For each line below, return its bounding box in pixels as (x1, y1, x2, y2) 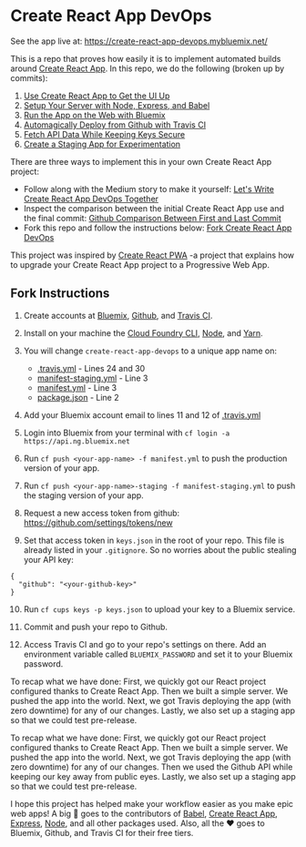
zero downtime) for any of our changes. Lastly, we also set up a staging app (10, 705, 295, 716)
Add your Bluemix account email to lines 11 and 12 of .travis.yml (23, 409, 261, 420)
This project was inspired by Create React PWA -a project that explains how (10, 250, 295, 260)
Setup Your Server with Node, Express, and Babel (23, 99, 210, 110)
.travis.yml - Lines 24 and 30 (36, 362, 146, 373)
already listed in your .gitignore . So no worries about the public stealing (23, 544, 297, 556)
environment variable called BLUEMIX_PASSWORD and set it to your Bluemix (23, 648, 293, 659)
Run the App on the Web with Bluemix (23, 109, 167, 120)
